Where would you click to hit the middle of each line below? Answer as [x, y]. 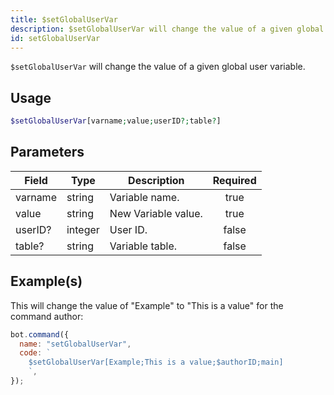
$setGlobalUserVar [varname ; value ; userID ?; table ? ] [116, 121]
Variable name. [144, 197]
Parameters [47, 152]
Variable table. [143, 246]
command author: [47, 316]
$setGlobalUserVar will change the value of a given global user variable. [158, 67]
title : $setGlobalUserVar [64, 19]
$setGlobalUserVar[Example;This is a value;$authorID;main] [156, 362]
